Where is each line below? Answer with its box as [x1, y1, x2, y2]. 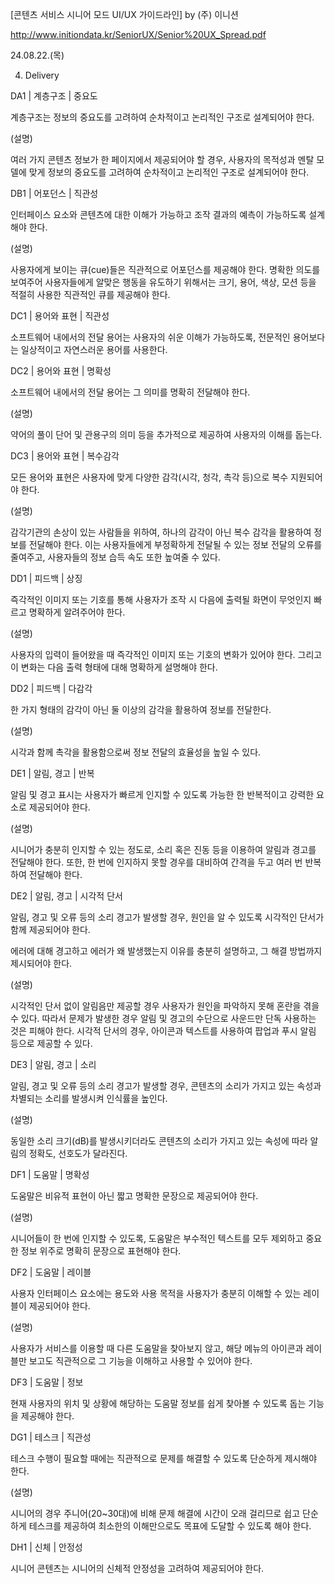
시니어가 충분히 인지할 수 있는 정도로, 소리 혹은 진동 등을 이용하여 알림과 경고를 [10, 844, 317, 855]
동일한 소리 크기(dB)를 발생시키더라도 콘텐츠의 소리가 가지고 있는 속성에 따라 [10, 1135, 308, 1147]
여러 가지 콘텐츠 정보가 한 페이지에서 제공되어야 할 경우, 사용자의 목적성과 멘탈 [10, 154, 315, 165]
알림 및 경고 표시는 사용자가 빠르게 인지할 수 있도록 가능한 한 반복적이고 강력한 [10, 789, 315, 800]
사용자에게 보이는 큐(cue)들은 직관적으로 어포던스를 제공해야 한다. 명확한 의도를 [10, 264, 321, 275]
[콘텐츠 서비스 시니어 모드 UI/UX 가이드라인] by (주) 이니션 [10, 9, 239, 20]
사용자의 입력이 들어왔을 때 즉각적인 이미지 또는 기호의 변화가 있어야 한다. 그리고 [10, 649, 323, 660]
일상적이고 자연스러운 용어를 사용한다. [20, 344, 168, 355]
